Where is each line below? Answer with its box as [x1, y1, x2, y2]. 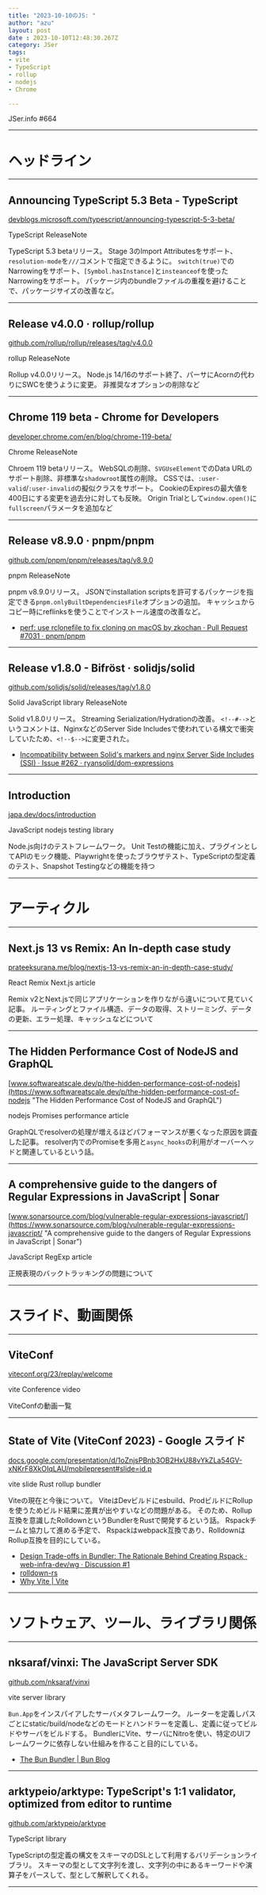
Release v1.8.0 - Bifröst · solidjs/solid [8, 661, 196, 675]
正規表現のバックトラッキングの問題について [8, 1268, 154, 1278]
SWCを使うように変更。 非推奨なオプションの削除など [21, 379, 200, 389]
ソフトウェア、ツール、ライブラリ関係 [8, 1614, 257, 1632]
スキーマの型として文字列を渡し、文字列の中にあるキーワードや [37, 1860, 245, 1870]
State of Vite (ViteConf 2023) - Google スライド [8, 1434, 246, 1447]
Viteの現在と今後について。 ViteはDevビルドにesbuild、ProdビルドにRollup [8, 1496, 253, 1505]
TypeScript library [8, 1834, 67, 1843]
